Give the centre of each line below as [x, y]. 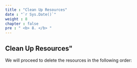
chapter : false [22, 24]
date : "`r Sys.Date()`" [31, 14]
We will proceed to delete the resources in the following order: [68, 60]
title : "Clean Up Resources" [36, 10]
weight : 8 [16, 19]
